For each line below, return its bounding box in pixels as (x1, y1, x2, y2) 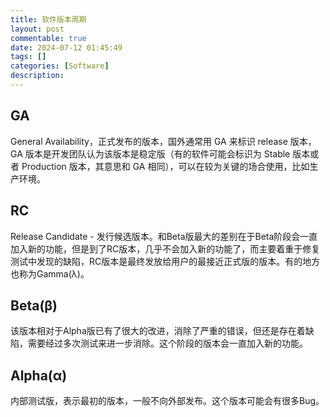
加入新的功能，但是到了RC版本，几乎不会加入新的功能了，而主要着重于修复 (10, 242, 321, 255)
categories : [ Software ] (10, 61, 110, 71)
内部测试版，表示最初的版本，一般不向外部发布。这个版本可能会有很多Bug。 (10, 395, 325, 407)
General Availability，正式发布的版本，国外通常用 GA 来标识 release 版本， (10, 135, 317, 147)
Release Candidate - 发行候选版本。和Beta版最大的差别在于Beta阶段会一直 (10, 230, 318, 242)
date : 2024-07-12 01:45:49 (10, 42, 123, 53)
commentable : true (10, 33, 87, 43)
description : (10, 71, 65, 81)
